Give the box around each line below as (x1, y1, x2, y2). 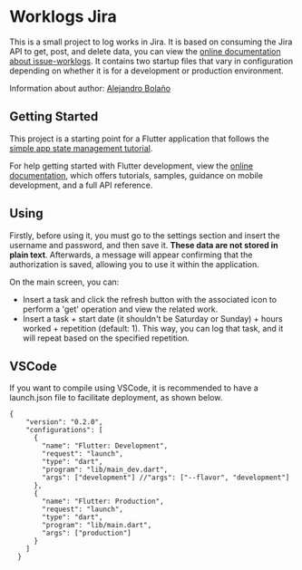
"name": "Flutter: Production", (42, 497, 165, 507)
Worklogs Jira (9, 6, 117, 27)
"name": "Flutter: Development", (42, 441, 169, 450)
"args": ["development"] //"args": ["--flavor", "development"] (42, 473, 290, 482)
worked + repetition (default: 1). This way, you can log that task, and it (22, 323, 284, 333)
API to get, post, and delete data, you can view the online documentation (9, 45, 281, 56)
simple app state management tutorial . (9, 142, 153, 153)
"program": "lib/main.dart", (42, 521, 152, 530)
